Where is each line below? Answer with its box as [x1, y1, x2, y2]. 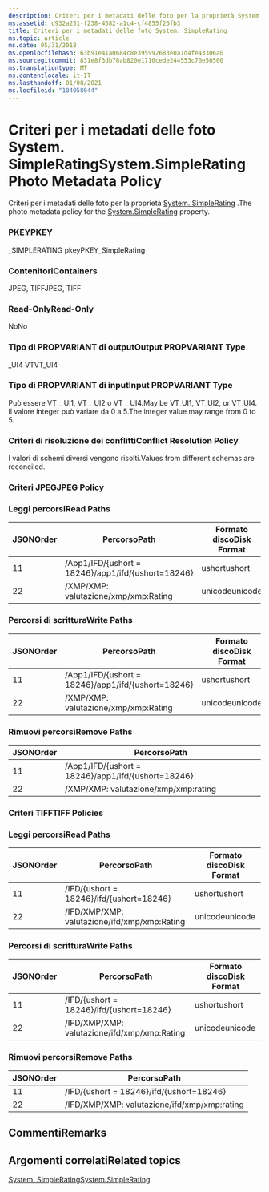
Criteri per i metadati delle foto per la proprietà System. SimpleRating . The [8, 198, 252, 208]
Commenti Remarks [8, 1126, 106, 1140]
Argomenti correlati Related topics [8, 1154, 182, 1167]
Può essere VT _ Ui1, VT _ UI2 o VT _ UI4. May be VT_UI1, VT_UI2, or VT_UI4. [8, 398, 258, 407]
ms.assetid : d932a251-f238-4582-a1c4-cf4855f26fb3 [8, 19, 181, 27]
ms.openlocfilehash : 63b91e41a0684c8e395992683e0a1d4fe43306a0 [8, 49, 224, 57]
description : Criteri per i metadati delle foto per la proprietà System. [8, 11, 263, 20]
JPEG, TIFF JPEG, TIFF [8, 283, 82, 293]
